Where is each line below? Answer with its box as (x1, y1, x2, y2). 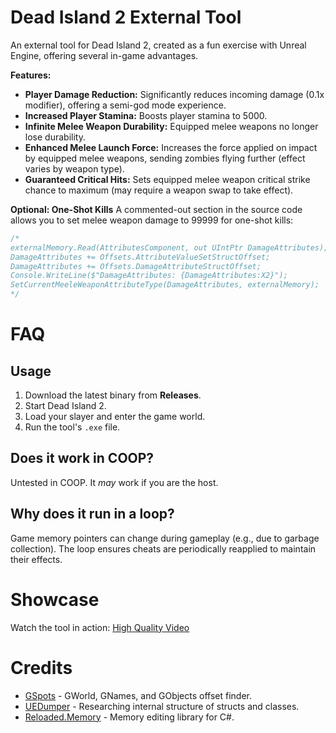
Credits (10, 656, 73, 679)
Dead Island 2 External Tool (10, 6, 242, 29)
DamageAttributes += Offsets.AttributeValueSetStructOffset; (10, 252, 271, 262)
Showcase (10, 588, 100, 611)
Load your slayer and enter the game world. (24, 411, 206, 423)
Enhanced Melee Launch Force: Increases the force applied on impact (24, 141, 318, 153)
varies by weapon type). (24, 162, 125, 175)
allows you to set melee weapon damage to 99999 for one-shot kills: (10, 214, 294, 226)
